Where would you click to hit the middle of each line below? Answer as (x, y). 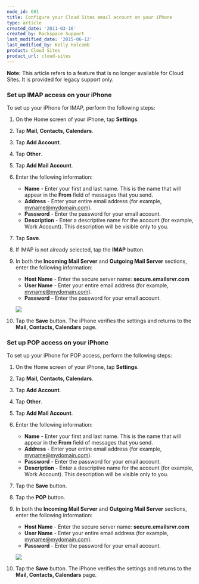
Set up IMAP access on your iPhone (59, 95)
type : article (24, 23)
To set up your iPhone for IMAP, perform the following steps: (81, 107)
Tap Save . (28, 238)
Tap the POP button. (40, 498)
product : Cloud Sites (34, 51)
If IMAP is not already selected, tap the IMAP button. (80, 249)
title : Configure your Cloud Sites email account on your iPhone (89, 17)
